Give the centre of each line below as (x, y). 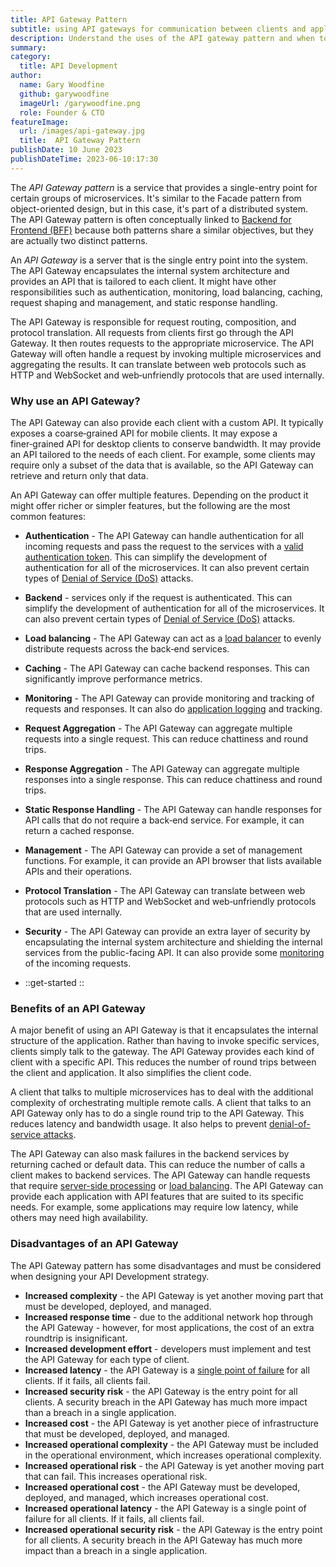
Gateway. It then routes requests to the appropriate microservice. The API (162, 343)
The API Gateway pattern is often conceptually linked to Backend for (151, 219)
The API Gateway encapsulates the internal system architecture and (150, 270)
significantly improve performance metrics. (113, 679)
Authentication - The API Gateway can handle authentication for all (164, 536)
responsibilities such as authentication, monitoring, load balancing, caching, (166, 292)
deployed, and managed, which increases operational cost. (146, 1497)
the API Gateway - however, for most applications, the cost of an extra (169, 1327)
